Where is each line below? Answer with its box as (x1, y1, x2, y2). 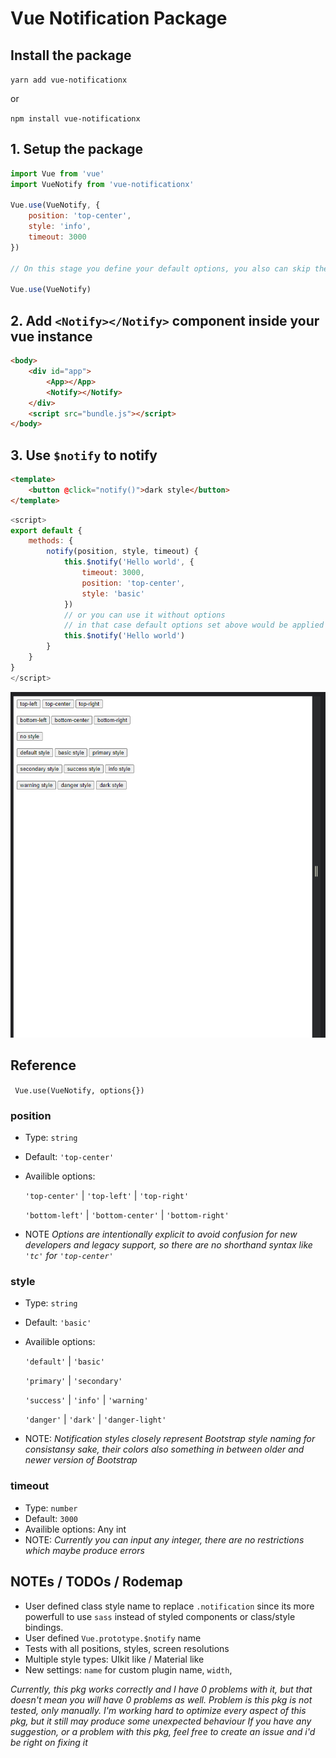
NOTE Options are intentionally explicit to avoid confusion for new (24, 1228, 298, 1241)
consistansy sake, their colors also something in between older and (24, 1443, 305, 1456)
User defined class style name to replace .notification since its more (24, 1600, 315, 1612)
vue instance (10, 328, 93, 345)
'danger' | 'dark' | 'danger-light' (24, 1413, 167, 1426)
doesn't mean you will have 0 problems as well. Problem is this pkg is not (10, 1693, 313, 1706)
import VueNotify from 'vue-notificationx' (10, 179, 195, 189)
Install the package (10, 47, 132, 64)
